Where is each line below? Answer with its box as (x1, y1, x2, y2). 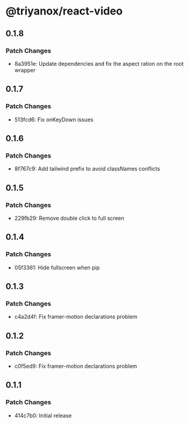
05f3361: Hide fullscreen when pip (14, 264, 100, 271)
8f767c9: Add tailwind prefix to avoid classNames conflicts (14, 165, 161, 173)
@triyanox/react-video (5, 4, 123, 18)
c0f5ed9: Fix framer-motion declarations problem (14, 362, 138, 370)
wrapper (14, 66, 35, 74)
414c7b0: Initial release (14, 412, 72, 419)
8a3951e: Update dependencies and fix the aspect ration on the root (14, 60, 184, 67)
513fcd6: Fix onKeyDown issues (14, 116, 94, 123)
